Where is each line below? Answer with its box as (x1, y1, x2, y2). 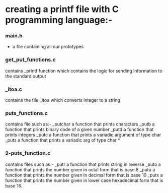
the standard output (5, 73, 46, 79)
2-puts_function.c (5, 150, 51, 157)
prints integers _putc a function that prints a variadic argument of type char (5, 132, 161, 138)
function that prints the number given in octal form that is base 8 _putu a (5, 166, 155, 172)
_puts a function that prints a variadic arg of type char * (5, 137, 120, 143)
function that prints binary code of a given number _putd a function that (5, 126, 154, 133)
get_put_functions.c (5, 56, 56, 63)
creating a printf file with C (5, 4, 119, 15)
